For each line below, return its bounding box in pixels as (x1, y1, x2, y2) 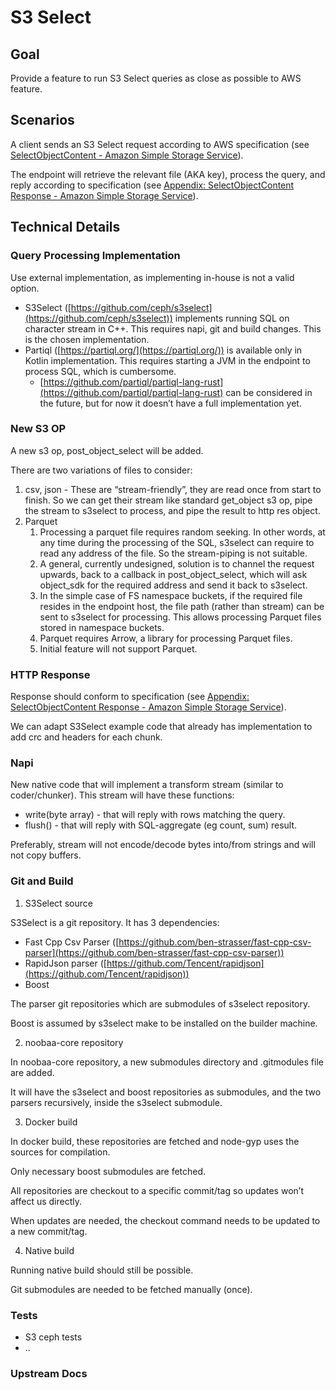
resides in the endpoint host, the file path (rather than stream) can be (39, 600, 325, 612)
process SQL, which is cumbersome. (24, 365, 177, 377)
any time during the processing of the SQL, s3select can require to (39, 536, 315, 548)
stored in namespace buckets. (39, 621, 165, 633)
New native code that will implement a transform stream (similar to (10, 779, 284, 791)
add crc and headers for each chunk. (10, 731, 163, 743)
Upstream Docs (10, 1366, 88, 1380)
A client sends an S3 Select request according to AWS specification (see (10, 138, 310, 150)
